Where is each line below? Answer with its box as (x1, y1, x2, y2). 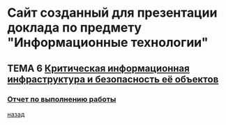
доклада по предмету (7, 20, 142, 36)
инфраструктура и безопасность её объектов (7, 73, 219, 85)
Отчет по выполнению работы (7, 94, 116, 104)
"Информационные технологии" (7, 35, 209, 50)
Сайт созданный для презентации (7, 5, 218, 21)
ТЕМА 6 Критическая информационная (7, 62, 190, 74)
